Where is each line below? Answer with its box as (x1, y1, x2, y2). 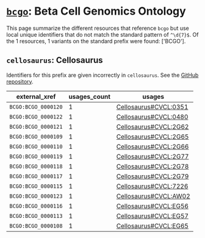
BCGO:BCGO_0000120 (9, 103, 63, 110)
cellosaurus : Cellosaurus (6, 55, 103, 65)
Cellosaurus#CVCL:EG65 (116, 222, 189, 230)
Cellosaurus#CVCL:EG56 (116, 201, 189, 210)
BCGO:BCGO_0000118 (9, 163, 63, 170)
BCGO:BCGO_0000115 (9, 182, 63, 190)
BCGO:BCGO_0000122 (9, 113, 63, 120)
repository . (6, 78, 34, 85)
